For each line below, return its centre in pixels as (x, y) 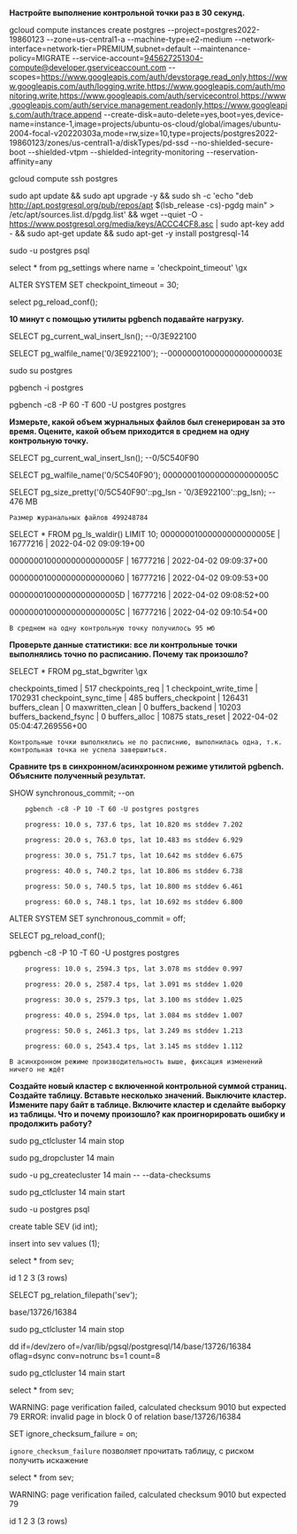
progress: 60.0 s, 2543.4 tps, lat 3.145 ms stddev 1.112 (134, 1047)
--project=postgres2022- (214, 30)
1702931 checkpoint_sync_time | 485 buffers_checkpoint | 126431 (129, 698)
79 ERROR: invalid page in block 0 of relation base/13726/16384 (125, 1416)
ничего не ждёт (37, 1070)
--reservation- (232, 152)
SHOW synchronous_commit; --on (72, 793)
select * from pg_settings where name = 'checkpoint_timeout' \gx (128, 268)
